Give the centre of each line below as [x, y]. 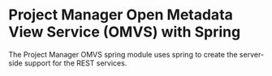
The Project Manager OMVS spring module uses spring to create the [123, 54]
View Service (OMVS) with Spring [125, 32]
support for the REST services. [76, 63]
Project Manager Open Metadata [121, 15]
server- [252, 54]
